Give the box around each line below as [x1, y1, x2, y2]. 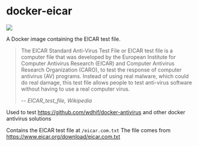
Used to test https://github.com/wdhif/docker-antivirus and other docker [6, 108, 185, 115]
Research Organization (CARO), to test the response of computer [20, 66, 182, 73]
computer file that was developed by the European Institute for [20, 53, 176, 61]
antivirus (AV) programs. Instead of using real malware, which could [20, 72, 189, 79]
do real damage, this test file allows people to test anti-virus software [20, 79, 193, 86]
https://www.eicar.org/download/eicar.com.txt [6, 133, 121, 140]
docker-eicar [6, 4, 73, 18]
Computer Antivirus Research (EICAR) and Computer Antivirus [20, 59, 175, 67]
